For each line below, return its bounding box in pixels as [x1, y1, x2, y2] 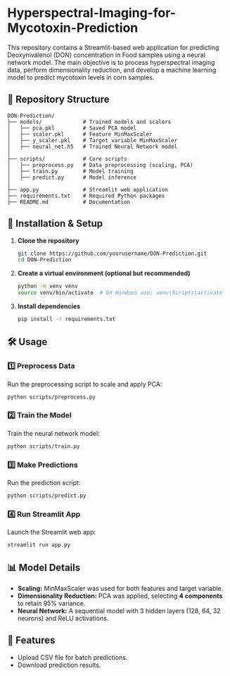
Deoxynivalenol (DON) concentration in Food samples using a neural [7, 51, 206, 59]
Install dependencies [17, 302, 81, 311]
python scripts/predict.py [7, 492, 87, 499]
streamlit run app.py [7, 542, 71, 549]
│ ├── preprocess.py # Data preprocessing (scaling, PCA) [7, 161, 193, 168]
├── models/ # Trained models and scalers [7, 118, 172, 125]
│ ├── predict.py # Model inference [7, 174, 137, 181]
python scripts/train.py [7, 442, 80, 450]
